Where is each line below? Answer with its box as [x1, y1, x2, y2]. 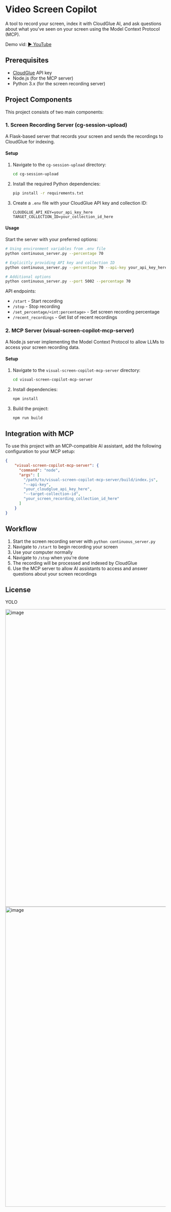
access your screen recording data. [5, 344, 80, 350]
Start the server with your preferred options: [5, 236, 98, 243]
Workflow [5, 525, 37, 533]
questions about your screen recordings [12, 571, 97, 577]
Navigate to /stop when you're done [12, 554, 89, 560]
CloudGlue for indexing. [5, 138, 55, 145]
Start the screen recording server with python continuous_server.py [12, 538, 156, 544]
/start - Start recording [12, 298, 63, 304]
